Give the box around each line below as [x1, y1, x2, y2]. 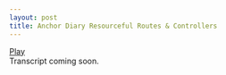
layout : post [9, 12, 58, 22]
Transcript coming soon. [9, 55, 100, 66]
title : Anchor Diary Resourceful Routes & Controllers [9, 21, 218, 30]
